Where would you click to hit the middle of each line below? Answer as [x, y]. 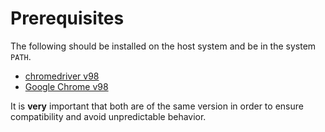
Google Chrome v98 [66, 86]
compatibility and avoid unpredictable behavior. [108, 116]
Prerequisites [67, 18]
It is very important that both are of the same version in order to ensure [157, 106]
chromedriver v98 [62, 76]
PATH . [21, 56]
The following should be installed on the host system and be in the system [163, 46]
